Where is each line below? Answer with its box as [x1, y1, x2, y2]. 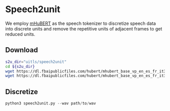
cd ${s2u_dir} [5, 64, 35, 69]
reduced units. [5, 31, 35, 37]
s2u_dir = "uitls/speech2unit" [5, 59, 67, 64]
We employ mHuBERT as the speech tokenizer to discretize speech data [5, 20, 156, 26]
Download [5, 46, 38, 54]
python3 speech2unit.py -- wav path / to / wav [5, 101, 96, 106]
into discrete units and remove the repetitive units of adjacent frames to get [5, 25, 162, 31]
